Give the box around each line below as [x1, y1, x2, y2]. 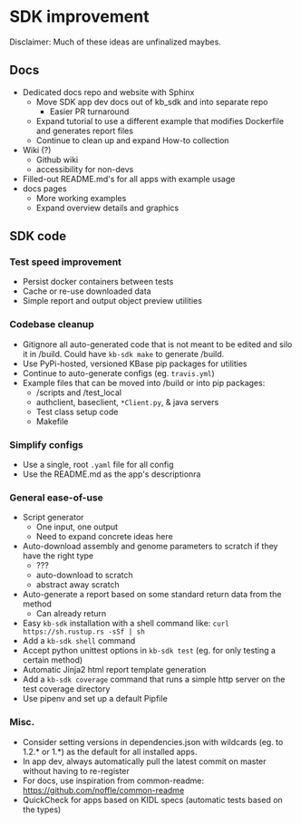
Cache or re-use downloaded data [22, 286, 151, 296]
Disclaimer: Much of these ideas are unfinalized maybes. [9, 36, 222, 47]
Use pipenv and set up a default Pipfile [22, 693, 168, 704]
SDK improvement [9, 6, 150, 27]
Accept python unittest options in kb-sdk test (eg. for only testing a [22, 645, 277, 656]
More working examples [35, 192, 127, 203]
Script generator [22, 512, 84, 523]
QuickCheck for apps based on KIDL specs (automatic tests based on [22, 794, 283, 805]
